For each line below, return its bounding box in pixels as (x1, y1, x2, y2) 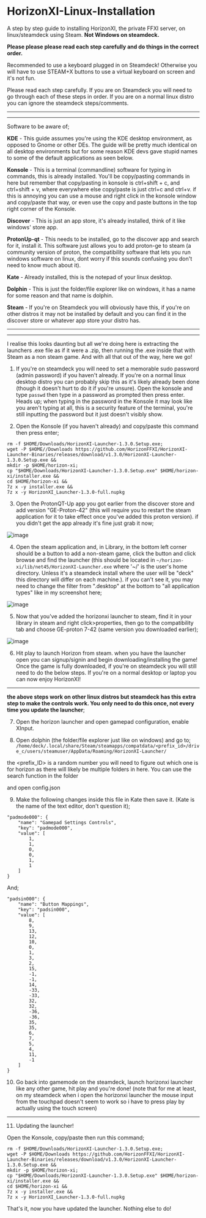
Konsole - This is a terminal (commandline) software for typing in (7, 166, 172, 173)
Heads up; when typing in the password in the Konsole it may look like (15, 397, 193, 405)
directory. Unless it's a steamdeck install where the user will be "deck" (15, 569, 194, 576)
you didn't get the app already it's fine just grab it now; (15, 519, 154, 527)
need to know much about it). (7, 261, 81, 269)
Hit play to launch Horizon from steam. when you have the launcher (15, 649, 186, 657)
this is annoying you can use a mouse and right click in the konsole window (7, 192, 197, 199)
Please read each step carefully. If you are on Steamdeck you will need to (7, 86, 192, 93)
